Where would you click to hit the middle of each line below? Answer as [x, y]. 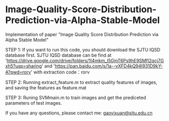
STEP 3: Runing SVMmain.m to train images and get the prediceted [76, 98]
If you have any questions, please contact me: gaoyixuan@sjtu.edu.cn [79, 113]
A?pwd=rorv [18, 72]
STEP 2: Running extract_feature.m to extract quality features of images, [81, 82]
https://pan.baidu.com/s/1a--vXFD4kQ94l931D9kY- [109, 66]
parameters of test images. [34, 103]
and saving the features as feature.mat [46, 87]
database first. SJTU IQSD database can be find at [58, 55]
